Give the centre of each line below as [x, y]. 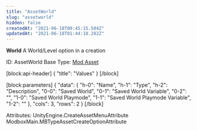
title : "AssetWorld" [32, 12]
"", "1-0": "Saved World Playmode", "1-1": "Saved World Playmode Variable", [98, 98]
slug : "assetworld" [30, 17]
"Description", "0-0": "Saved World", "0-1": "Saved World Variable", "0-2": [96, 91]
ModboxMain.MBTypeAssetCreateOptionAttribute [67, 122]
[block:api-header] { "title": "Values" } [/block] [62, 74]
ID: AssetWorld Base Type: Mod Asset [52, 62]
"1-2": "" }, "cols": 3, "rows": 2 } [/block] [55, 104]
